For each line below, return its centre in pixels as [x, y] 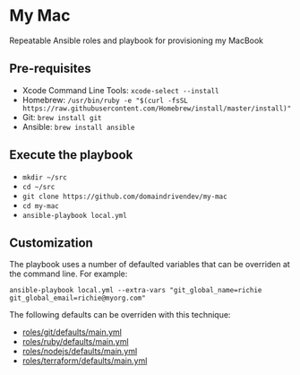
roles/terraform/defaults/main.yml [85, 361]
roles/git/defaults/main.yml [72, 332]
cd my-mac [41, 206]
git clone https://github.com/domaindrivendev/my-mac [124, 196]
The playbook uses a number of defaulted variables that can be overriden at [150, 265]
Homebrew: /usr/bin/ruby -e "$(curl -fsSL [105, 100]
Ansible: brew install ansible [78, 126]
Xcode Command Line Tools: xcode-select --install [120, 90]
